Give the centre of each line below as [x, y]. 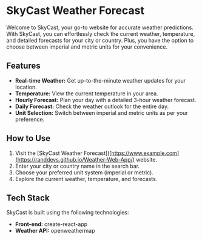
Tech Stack [28, 198]
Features [23, 66]
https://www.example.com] [145, 153]
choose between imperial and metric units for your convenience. [87, 47]
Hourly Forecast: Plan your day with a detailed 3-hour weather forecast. [106, 100]
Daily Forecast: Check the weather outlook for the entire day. [92, 106]
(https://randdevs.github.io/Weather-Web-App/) [75, 159]
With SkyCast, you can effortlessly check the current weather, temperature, [101, 33]
